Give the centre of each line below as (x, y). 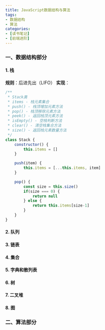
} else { (33, 201)
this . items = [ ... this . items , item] (62, 168)
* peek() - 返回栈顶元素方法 (35, 116)
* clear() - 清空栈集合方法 (34, 125)
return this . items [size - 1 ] (61, 206)
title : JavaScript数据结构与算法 (38, 10)
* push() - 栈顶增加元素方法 (35, 107)
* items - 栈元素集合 (28, 102)
